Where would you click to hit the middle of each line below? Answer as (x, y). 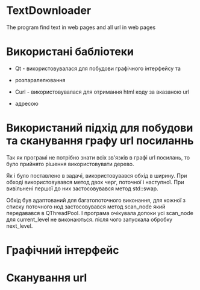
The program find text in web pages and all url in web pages (81, 27)
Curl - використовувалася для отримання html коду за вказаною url (102, 92)
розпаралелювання (40, 80)
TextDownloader (49, 11)
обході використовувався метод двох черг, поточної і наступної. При (95, 182)
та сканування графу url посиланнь (100, 141)
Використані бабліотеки (70, 52)
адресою (27, 103)
